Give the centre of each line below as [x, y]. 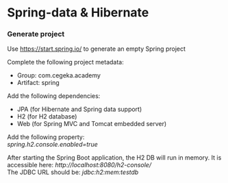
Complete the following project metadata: [66, 62]
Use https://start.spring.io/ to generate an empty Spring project [97, 49]
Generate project [36, 34]
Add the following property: [46, 137]
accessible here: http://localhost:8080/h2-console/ [79, 165]
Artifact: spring [38, 83]
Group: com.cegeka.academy [59, 75]
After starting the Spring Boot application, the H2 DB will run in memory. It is [114, 158]
